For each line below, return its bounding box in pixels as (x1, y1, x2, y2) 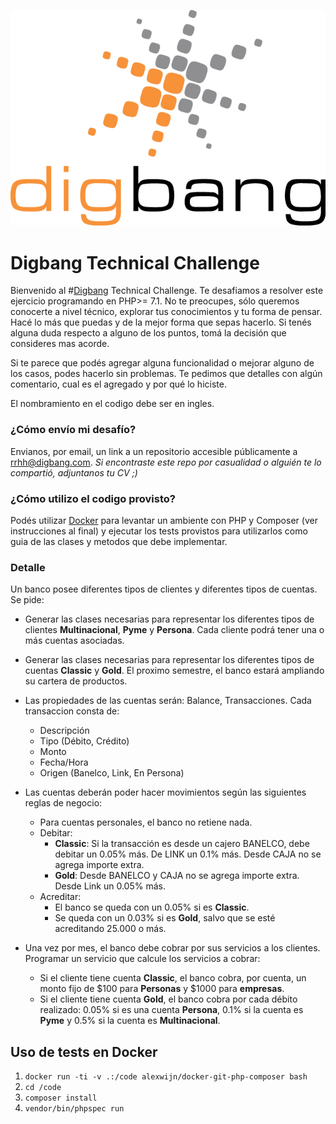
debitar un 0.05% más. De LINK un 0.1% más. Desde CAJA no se (54, 848, 322, 860)
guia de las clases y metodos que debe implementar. (10, 535, 228, 547)
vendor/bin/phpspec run (24, 1103, 125, 1114)
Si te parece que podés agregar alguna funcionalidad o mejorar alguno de (10, 357, 315, 369)
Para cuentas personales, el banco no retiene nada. (39, 816, 253, 829)
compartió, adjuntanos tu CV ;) (10, 466, 138, 479)
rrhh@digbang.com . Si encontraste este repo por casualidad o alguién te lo (10, 456, 322, 468)
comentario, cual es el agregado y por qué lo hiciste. (10, 378, 227, 390)
